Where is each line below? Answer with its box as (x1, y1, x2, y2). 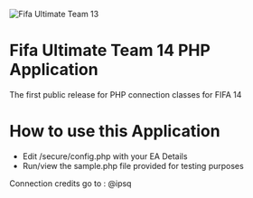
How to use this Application (9, 121, 220, 142)
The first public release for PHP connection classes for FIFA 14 (9, 89, 242, 99)
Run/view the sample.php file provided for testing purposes (22, 160, 244, 171)
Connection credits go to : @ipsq (9, 177, 132, 189)
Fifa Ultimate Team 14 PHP (9, 41, 211, 61)
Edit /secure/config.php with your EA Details (22, 150, 188, 162)
